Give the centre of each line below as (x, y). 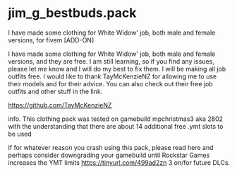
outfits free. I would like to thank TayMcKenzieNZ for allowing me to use (113, 76)
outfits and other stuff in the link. (55, 91)
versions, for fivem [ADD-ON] (51, 40)
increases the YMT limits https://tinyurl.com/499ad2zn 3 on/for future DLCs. (119, 162)
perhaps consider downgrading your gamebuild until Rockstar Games (109, 155)
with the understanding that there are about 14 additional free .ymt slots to (116, 126)
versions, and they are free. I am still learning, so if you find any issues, (111, 61)
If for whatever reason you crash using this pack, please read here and (111, 147)
